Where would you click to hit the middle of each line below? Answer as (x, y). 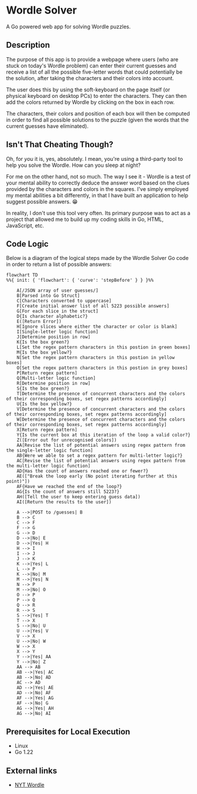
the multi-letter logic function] (49, 466)
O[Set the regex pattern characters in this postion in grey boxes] (102, 368)
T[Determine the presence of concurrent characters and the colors (101, 394)
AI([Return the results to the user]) (64, 502)
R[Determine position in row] (54, 384)
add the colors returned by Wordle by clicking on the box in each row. (91, 102)
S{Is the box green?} (43, 389)
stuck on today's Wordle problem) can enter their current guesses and (91, 65)
